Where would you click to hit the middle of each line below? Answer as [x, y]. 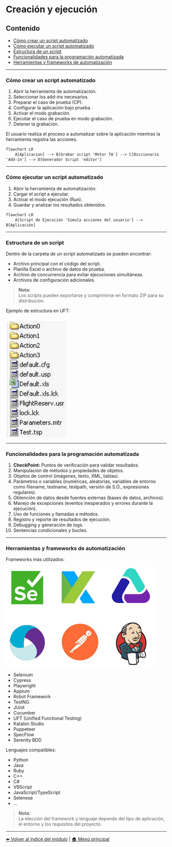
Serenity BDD [27, 740]
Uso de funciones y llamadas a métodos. [56, 514]
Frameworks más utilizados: [35, 560]
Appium [21, 691]
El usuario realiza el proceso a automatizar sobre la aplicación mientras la [83, 134]
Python [21, 760]
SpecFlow [24, 734]
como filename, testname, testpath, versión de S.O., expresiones [81, 487]
